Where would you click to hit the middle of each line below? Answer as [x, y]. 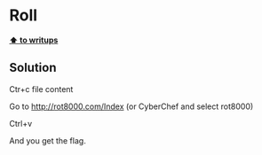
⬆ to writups [34, 40]
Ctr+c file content [41, 89]
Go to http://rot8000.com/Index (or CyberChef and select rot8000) [131, 106]
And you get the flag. [48, 140]
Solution [33, 68]
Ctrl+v [21, 123]
